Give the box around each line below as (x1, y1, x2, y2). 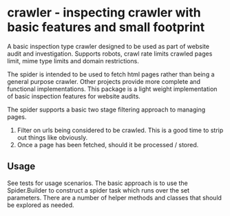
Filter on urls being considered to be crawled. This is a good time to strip (17, 126, 224, 134)
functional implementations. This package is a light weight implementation (7, 85, 218, 93)
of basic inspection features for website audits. (7, 91, 141, 100)
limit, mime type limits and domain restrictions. (7, 56, 139, 65)
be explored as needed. (7, 201, 74, 209)
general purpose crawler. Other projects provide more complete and (7, 77, 201, 85)
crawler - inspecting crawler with (7, 5, 201, 21)
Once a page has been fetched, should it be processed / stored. (17, 140, 199, 149)
